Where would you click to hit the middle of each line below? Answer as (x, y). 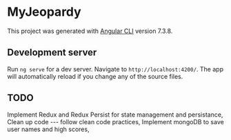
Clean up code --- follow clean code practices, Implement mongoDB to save (115, 121)
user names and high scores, (48, 129)
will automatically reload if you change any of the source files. (95, 76)
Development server (52, 52)
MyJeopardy (44, 12)
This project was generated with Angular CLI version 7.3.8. (90, 31)
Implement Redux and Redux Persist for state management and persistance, (115, 115)
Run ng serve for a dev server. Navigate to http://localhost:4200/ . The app (115, 69)
